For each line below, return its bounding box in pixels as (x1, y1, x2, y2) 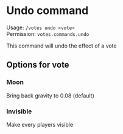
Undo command (6, 4, 89, 18)
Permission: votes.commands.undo (6, 30, 90, 37)
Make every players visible (6, 121, 74, 128)
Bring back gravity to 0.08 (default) (6, 92, 94, 99)
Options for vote (6, 60, 69, 70)
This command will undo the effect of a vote (6, 42, 117, 49)
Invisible (6, 107, 32, 116)
